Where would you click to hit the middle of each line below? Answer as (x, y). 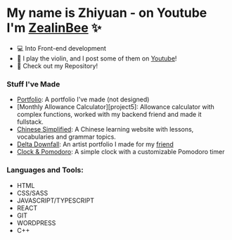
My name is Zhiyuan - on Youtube (107, 13)
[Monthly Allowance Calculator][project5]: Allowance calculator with (116, 107)
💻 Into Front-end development (62, 48)
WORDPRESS (36, 222)
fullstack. (30, 122)
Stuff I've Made (33, 84)
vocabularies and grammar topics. (66, 137)
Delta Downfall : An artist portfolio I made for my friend (95, 144)
